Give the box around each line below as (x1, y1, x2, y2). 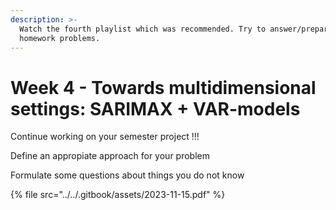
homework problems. (19, 33, 101, 43)
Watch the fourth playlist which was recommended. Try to (19, 24, 267, 34)
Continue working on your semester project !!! (10, 131, 200, 143)
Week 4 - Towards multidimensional (10, 76, 317, 99)
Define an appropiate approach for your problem (10, 150, 210, 162)
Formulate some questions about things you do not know (10, 169, 245, 181)
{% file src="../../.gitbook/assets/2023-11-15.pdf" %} (10, 189, 226, 201)
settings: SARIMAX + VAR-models (10, 97, 301, 120)
